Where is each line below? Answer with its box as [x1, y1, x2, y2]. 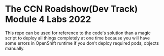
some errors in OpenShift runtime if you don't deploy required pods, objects [5, 40, 159, 46]
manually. [5, 45, 25, 51]
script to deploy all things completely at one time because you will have [5, 35, 150, 41]
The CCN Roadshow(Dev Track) [5, 3, 138, 15]
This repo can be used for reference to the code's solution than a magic [5, 30, 151, 36]
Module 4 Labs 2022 [5, 14, 91, 25]
